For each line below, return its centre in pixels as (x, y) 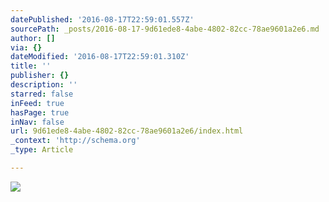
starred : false (42, 94)
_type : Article (42, 150)
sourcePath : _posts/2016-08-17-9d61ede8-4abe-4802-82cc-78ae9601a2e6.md (165, 29)
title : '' (31, 66)
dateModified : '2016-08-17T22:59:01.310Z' (100, 57)
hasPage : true (40, 112)
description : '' (44, 85)
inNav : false (37, 122)
